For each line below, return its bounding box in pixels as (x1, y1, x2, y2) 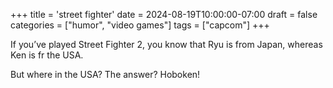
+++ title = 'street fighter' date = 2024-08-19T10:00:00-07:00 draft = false (10, 9, 318, 20)
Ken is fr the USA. (10, 49, 84, 61)
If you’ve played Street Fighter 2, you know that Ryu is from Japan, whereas (10, 39, 323, 50)
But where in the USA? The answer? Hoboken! (10, 69, 201, 80)
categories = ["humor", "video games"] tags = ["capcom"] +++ (10, 19, 270, 31)
